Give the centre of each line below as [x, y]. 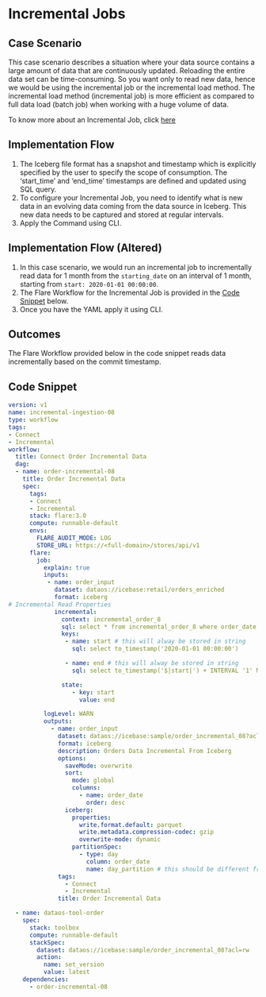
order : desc [106, 802]
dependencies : [46, 980]
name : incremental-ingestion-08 [61, 413]
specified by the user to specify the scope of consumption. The [123, 172]
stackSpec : [47, 942]
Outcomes [34, 334]
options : [72, 758]
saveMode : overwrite [99, 766]
